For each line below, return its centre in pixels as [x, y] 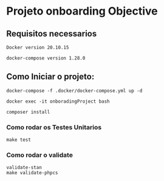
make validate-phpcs [32, 173]
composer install [28, 112]
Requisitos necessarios [52, 34]
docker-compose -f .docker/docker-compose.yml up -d [74, 90]
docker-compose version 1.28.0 [46, 58]
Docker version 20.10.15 [38, 47]
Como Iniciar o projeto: [50, 77]
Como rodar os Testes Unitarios [54, 127]
